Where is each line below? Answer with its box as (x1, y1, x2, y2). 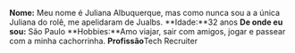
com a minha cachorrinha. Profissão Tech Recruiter (9, 35, 198, 46)
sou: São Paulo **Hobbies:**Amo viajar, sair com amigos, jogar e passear (9, 26, 286, 36)
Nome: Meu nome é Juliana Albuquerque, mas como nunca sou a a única (9, 8, 280, 18)
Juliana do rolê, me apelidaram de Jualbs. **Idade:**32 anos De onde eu (9, 17, 283, 27)
